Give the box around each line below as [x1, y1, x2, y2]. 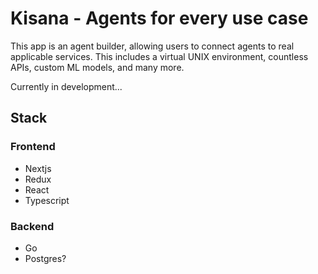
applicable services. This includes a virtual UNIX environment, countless [10, 50, 309, 62]
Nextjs [24, 162, 52, 174]
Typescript [24, 194, 70, 206]
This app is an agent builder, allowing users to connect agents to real [10, 40, 295, 52]
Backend [10, 219, 55, 233]
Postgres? [24, 252, 67, 264]
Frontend [10, 140, 56, 154]
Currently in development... [10, 80, 123, 92]
